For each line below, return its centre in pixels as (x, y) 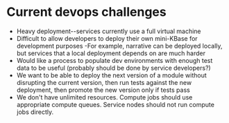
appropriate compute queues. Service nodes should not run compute (115, 104)
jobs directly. (35, 112)
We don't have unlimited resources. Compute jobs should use (104, 97)
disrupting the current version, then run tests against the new (104, 82)
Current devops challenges (87, 12)
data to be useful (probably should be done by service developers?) (113, 68)
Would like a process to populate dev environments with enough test (114, 60)
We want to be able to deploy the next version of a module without (112, 75)
